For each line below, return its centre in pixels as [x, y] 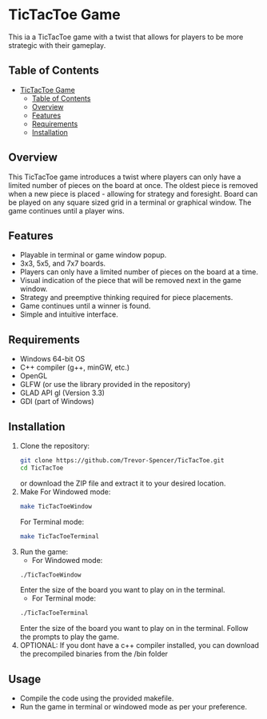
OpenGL [34, 376]
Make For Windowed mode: [65, 491]
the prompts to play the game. [70, 637]
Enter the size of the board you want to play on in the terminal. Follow [134, 629]
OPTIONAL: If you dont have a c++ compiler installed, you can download [139, 645]
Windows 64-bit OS [52, 359]
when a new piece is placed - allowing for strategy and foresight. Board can [133, 194]
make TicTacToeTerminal [60, 536]
